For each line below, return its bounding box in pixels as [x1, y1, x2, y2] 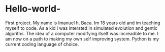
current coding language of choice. [5, 41, 79, 47]
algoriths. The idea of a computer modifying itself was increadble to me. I [5, 30, 159, 36]
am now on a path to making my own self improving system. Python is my [5, 36, 159, 42]
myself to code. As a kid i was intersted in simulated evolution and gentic [5, 25, 158, 31]
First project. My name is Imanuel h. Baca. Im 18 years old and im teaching [5, 20, 161, 26]
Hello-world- [5, 3, 61, 15]
